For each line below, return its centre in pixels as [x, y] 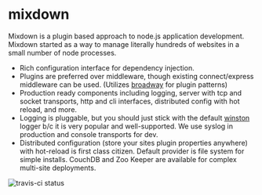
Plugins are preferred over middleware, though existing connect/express [136, 76]
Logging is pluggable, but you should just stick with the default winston [135, 117]
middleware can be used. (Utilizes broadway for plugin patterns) [124, 85]
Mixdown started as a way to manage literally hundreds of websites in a [124, 44]
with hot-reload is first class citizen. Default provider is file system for [132, 151]
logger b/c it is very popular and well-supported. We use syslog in [126, 126]
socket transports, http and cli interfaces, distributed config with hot [130, 101]
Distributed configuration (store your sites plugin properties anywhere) [134, 143]
